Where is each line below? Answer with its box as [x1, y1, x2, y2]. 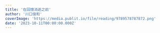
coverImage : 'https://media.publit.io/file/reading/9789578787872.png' [5, 16, 156, 21]
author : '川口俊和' [5, 12, 43, 16]
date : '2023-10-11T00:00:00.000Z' [5, 20, 77, 26]
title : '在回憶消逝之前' [5, 7, 51, 12]
